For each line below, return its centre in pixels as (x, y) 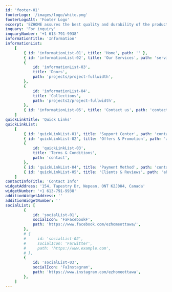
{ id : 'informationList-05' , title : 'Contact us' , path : (86, 110)
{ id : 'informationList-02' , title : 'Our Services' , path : (88, 58)
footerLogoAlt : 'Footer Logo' (38, 19)
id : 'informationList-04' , (61, 91)
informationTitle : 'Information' (41, 39)
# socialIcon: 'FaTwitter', (58, 243)
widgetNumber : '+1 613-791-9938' (41, 191)
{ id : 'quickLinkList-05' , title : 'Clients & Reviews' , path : (91, 172)
